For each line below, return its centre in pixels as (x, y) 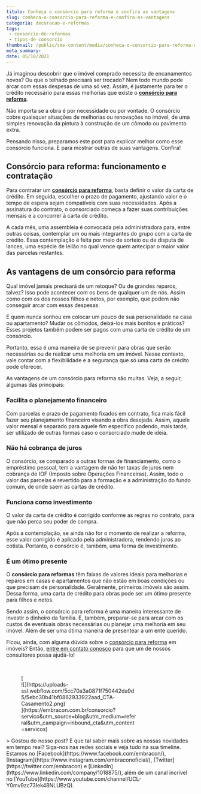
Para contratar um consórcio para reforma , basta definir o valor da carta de (100, 190)
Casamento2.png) (43, 704)
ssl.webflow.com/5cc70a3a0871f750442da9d (78, 691)
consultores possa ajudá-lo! (41, 655)
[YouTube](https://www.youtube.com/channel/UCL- (78, 779)
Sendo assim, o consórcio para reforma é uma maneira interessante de (94, 612)
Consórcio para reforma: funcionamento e (86, 166)
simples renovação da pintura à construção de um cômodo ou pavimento (96, 123)
